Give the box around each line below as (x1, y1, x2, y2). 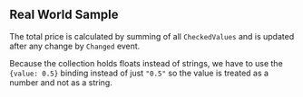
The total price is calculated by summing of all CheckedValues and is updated (9, 31, 295, 41)
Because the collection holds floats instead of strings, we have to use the (9, 57, 283, 68)
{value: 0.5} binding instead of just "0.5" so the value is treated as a (9, 67, 269, 78)
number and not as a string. (9, 76, 113, 88)
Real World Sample (9, 7, 120, 22)
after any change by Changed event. (9, 40, 141, 51)
